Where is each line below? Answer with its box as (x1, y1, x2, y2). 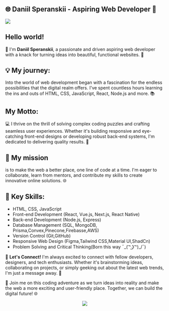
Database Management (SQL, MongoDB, (12, 222, 97, 228)
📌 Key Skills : (5, 192, 45, 201)
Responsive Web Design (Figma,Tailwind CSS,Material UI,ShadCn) (12, 238, 150, 244)
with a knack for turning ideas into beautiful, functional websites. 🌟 (5, 51, 144, 58)
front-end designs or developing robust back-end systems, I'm (24, 133, 155, 139)
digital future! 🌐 (5, 290, 38, 296)
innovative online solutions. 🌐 (5, 178, 67, 184)
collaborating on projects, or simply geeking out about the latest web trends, (5, 265, 164, 271)
